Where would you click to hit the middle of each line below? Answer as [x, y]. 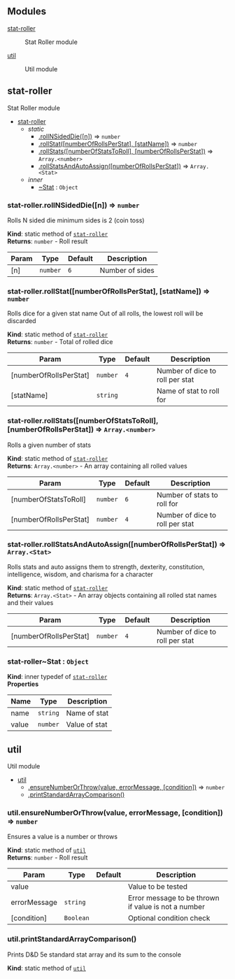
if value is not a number [166, 907]
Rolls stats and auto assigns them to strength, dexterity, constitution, [106, 566]
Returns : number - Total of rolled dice [60, 342]
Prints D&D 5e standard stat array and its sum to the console [94, 955]
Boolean [77, 918]
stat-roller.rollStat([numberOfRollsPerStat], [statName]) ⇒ [109, 291]
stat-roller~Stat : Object [48, 662]
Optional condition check [169, 918]
